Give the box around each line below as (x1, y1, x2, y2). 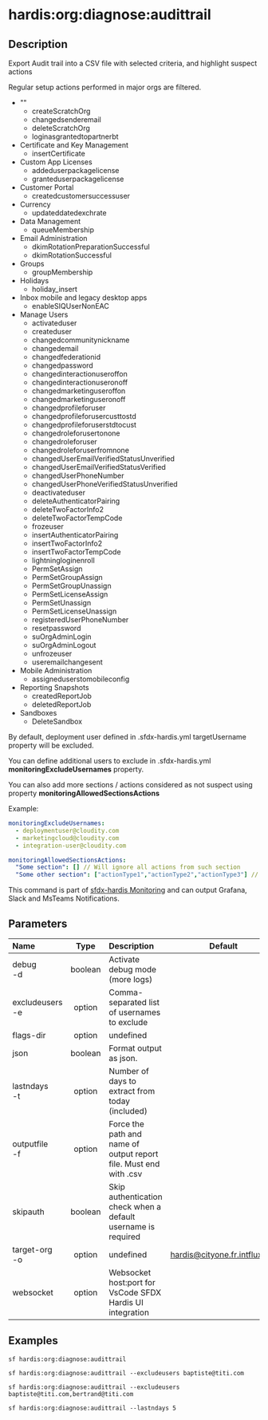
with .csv (108, 1168, 143, 1179)
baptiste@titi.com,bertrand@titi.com (8, 1390, 134, 1398)
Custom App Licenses (19, 157, 93, 167)
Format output (108, 1043, 162, 1054)
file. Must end (108, 1158, 160, 1170)
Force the (108, 1118, 145, 1130)
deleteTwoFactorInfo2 (31, 505, 104, 514)
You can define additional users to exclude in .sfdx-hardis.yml (8, 756, 211, 765)
